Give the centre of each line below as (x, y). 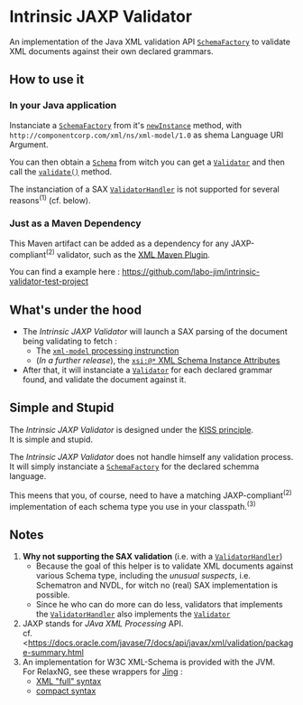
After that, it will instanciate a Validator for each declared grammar (147, 370)
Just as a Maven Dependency (75, 223)
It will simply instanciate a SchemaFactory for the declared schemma (134, 466)
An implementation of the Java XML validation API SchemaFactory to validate (150, 42)
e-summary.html (53, 652)
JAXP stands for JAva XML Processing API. (103, 623)
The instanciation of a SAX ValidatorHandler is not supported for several (144, 189)
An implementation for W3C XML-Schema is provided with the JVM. (148, 662)
